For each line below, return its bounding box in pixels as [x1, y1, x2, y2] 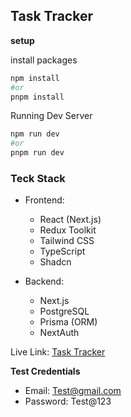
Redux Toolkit [39, 224, 97, 236]
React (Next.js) [39, 214, 102, 226]
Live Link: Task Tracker [10, 346, 106, 358]
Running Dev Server [10, 110, 93, 122]
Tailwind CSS [39, 235, 95, 247]
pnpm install [10, 92, 65, 102]
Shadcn [39, 256, 72, 268]
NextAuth [39, 327, 80, 339]
